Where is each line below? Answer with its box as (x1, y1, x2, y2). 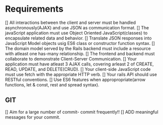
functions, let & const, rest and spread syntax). (5, 82, 99, 87)
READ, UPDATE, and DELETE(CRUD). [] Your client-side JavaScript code (5, 66, 151, 72)
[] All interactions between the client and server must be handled (5, 20, 136, 25)
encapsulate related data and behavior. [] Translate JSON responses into (5, 35, 152, 41)
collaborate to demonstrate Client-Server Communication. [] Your (5, 56, 137, 62)
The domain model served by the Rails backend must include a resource (5, 45, 151, 51)
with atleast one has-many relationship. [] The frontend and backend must (5, 50, 155, 57)
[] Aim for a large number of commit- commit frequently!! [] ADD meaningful (5, 109, 159, 115)
